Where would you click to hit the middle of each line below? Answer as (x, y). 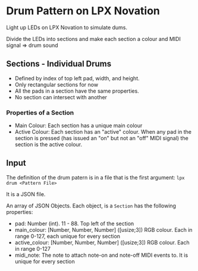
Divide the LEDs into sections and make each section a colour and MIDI (94, 39)
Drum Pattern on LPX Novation (83, 11)
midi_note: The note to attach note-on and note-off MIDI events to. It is (101, 255)
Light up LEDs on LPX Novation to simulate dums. (67, 27)
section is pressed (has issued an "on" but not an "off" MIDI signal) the (101, 138)
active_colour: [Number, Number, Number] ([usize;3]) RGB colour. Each (102, 242)
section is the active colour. (48, 144)
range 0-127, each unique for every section (67, 236)
